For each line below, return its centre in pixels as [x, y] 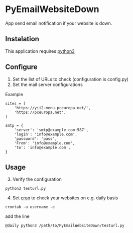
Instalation [22, 39]
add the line [18, 216]
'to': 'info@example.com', [42, 147]
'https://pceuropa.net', [40, 112]
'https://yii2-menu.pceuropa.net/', [53, 108]
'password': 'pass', [36, 139]
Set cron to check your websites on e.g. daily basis [65, 198]
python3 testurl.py [26, 189]
